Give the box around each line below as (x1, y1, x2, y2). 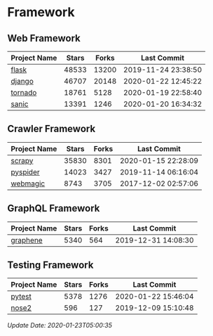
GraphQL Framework (7, 202, 100, 214)
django (11, 77, 34, 86)
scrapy (11, 155, 34, 165)
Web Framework (7, 32, 81, 44)
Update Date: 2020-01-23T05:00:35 (7, 321, 113, 330)
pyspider (11, 167, 40, 176)
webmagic (11, 179, 46, 188)
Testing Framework (7, 259, 94, 271)
